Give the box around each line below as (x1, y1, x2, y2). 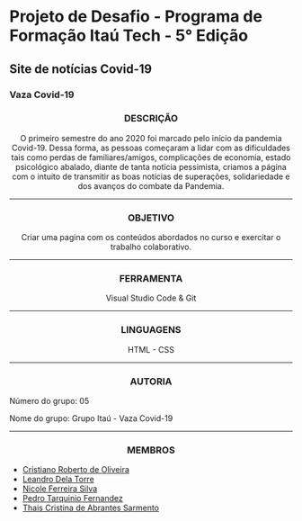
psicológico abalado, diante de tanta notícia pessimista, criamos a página (14, 161, 288, 172)
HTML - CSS (127, 344, 175, 355)
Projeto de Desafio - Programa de (9, 6, 263, 27)
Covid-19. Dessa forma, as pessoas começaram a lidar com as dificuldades (12, 142, 290, 153)
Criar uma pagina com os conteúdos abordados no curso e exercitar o (21, 232, 281, 243)
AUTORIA (129, 375, 173, 388)
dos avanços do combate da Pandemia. (77, 180, 225, 191)
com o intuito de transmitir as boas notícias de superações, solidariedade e (12, 171, 290, 182)
